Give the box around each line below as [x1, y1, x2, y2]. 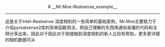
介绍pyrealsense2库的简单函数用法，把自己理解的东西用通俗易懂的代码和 [5, 24, 153, 30]
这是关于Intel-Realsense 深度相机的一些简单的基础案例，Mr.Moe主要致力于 [5, 19, 157, 24]
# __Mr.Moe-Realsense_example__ [48, 4, 117, 9]
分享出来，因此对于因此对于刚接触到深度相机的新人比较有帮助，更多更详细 [9, 31, 160, 36]
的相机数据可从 [5, 37, 35, 43]
